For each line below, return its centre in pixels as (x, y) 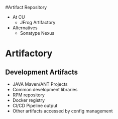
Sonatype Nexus (37, 33)
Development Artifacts (42, 72)
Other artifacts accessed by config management (63, 111)
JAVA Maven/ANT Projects (40, 84)
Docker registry (29, 100)
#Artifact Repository (26, 7)
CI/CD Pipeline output (35, 106)
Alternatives (25, 28)
